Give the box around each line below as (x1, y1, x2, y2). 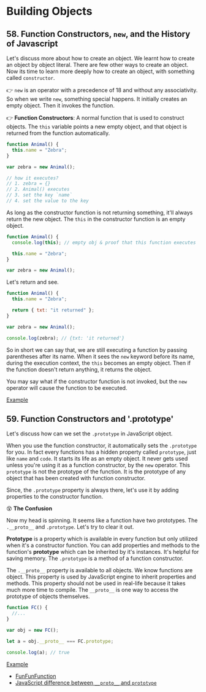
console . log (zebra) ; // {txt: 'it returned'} (6, 335, 124, 341)
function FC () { (6, 605, 48, 611)
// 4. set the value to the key (6, 198, 89, 204)
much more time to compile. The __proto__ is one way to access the (6, 586, 179, 594)
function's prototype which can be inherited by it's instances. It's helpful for (6, 548, 199, 556)
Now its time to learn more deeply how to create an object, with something (6, 68, 195, 75)
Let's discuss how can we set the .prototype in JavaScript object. (6, 430, 173, 437)
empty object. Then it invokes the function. (6, 102, 115, 109)
